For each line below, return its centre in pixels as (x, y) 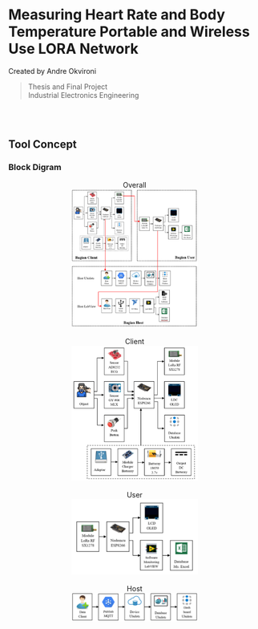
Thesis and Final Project (68, 87)
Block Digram (35, 168)
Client (135, 341)
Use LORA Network (73, 49)
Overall (135, 185)
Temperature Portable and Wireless (129, 32)
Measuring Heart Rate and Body (117, 15)
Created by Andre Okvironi (52, 71)
